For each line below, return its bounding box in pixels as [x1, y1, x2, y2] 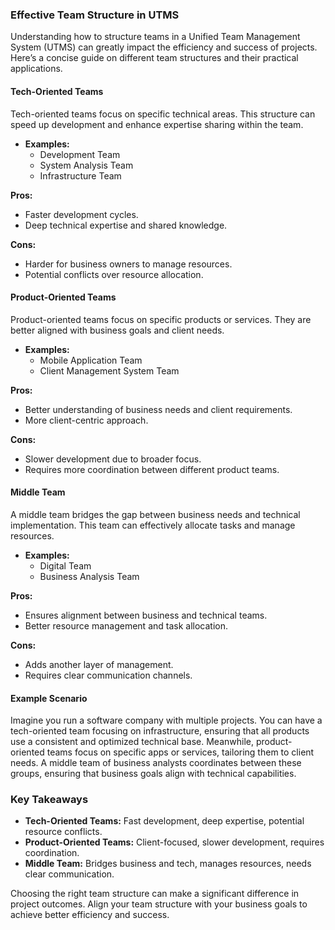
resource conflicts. [24, 826, 103, 838]
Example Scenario [10, 692, 88, 704]
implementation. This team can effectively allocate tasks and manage [10, 519, 296, 531]
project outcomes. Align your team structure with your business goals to [10, 898, 308, 910]
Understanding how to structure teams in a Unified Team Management [10, 31, 301, 43]
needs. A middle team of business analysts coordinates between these [10, 757, 302, 769]
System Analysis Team [39, 159, 134, 171]
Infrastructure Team [39, 169, 122, 182]
